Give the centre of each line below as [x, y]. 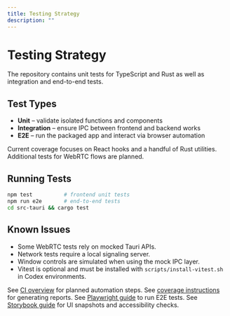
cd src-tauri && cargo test [48, 207]
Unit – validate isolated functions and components [90, 121]
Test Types [32, 103]
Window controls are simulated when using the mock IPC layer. [108, 261]
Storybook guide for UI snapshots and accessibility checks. [93, 305]
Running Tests [39, 178]
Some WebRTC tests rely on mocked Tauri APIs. [87, 247]
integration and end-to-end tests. [55, 82]
